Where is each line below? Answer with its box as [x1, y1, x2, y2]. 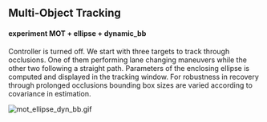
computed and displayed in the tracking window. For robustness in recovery [8, 72, 259, 81]
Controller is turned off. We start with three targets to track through [8, 46, 230, 56]
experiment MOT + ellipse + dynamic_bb [8, 28, 147, 38]
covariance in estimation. [8, 89, 91, 98]
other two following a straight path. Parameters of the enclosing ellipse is [8, 63, 250, 73]
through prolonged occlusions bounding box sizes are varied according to [8, 80, 253, 90]
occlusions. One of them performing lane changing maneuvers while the [8, 55, 247, 65]
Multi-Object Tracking [8, 6, 122, 20]
